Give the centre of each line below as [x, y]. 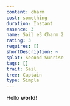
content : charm [26, 12]
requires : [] [23, 47]
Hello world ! [22, 98]
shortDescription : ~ [33, 52]
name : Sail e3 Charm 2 [35, 35]
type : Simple [23, 80]
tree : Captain [24, 75]
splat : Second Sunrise [35, 58]
